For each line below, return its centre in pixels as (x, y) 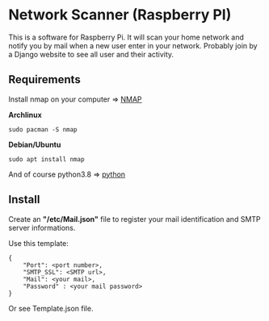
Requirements (44, 79)
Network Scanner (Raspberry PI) (120, 15)
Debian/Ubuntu (35, 144)
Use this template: (38, 243)
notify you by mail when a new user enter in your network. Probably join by (133, 45)
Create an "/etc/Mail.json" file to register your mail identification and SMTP (134, 219)
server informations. (42, 227)
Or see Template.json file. (51, 308)
